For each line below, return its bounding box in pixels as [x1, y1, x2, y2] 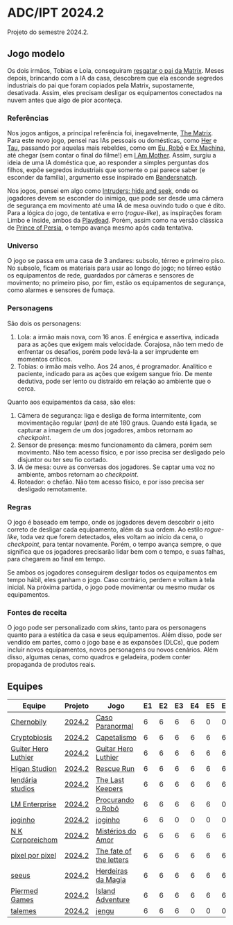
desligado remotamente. [17, 484, 87, 493]
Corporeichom [10, 835, 58, 845]
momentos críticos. [17, 355, 73, 363]
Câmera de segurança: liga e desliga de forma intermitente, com [17, 411, 202, 419]
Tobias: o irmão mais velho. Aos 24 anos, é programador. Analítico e [17, 362, 213, 371]
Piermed [10, 886, 38, 896]
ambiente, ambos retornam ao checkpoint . [17, 470, 139, 478]
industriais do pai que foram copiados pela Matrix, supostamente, [7, 81, 195, 90]
